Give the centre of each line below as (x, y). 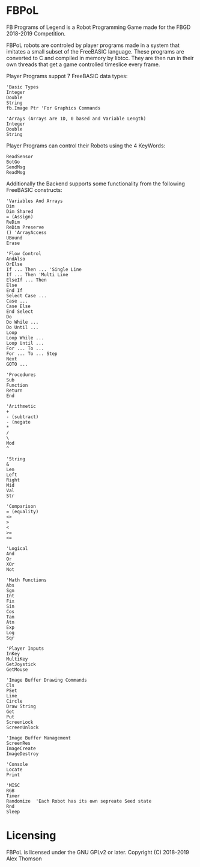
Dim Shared (20, 211)
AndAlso (16, 259)
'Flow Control (24, 253)
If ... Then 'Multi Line (37, 274)
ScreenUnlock (23, 727)
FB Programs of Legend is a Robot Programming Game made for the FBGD (98, 27)
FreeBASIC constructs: (34, 190)
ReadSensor (20, 156)
